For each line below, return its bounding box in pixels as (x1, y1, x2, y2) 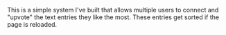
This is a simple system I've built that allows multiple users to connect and (7, 6, 219, 14)
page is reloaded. (7, 21, 58, 28)
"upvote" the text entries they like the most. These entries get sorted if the (7, 13, 220, 21)
